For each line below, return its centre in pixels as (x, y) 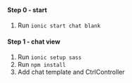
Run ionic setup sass (49, 57)
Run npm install (42, 65)
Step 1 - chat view (34, 41)
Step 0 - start (27, 10)
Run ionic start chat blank (59, 25)
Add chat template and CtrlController (71, 72)
